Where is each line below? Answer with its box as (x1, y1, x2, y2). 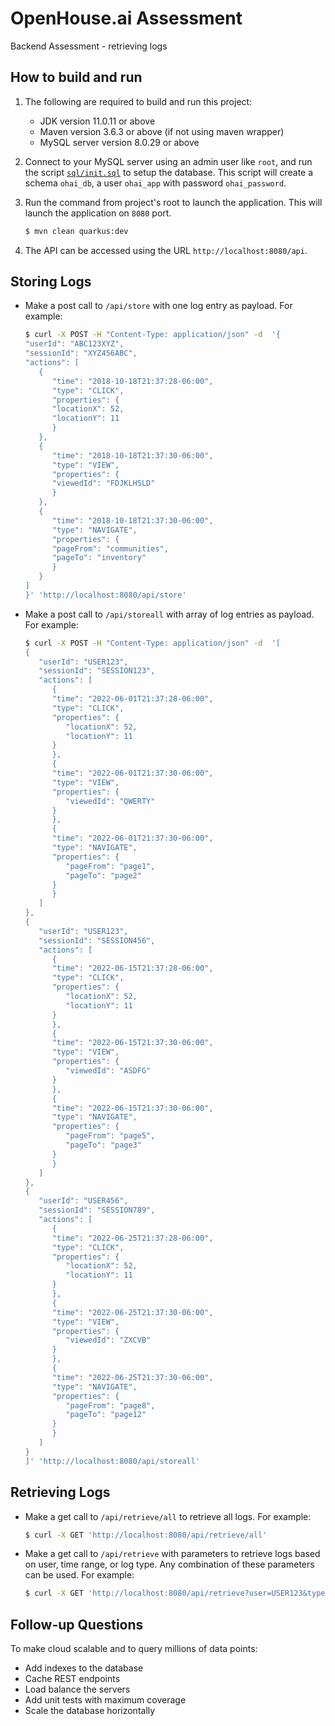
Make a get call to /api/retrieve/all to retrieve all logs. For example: (24, 1510, 312, 1522)
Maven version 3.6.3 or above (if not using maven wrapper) (39, 125, 285, 137)
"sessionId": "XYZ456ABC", (24, 348, 138, 359)
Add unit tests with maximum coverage (24, 1694, 187, 1706)
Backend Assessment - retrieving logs (10, 40, 168, 52)
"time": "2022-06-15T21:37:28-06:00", (51, 963, 214, 974)
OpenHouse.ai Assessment (10, 7, 243, 30)
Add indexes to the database (24, 1662, 144, 1674)
